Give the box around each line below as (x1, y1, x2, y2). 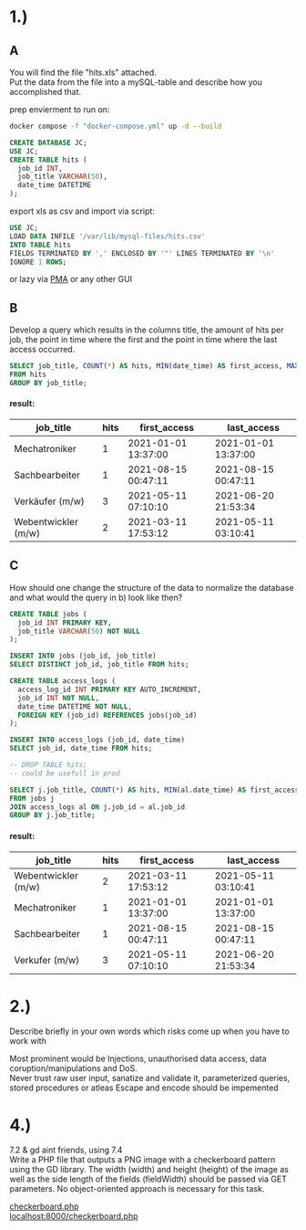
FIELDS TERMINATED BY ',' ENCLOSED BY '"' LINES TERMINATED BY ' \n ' (9, 248, 275, 258)
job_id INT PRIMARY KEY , (17, 618, 112, 627)
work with (9, 1036, 47, 1046)
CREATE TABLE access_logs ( (9, 677, 117, 686)
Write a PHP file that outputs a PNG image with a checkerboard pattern (9, 1154, 276, 1165)
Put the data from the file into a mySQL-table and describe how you (9, 77, 262, 88)
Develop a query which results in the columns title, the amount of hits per (9, 324, 284, 335)
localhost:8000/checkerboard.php (9, 1211, 138, 1222)
